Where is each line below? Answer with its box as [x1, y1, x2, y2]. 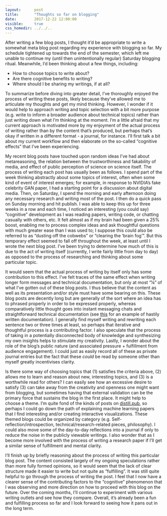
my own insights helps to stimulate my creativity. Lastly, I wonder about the [5, 338, 160, 344]
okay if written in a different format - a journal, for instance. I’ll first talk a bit [5, 133, 161, 139]
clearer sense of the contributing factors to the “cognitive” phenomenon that [5, 479, 163, 485]
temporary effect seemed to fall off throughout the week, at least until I [5, 238, 151, 244]
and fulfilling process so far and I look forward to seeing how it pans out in [5, 500, 158, 506]
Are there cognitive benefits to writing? [12, 76, 93, 82]
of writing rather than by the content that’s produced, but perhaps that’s [5, 128, 153, 134]
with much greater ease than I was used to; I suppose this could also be [5, 227, 153, 233]
